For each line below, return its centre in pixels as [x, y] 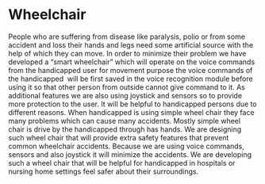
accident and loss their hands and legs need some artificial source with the [131, 44]
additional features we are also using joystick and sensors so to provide [125, 95]
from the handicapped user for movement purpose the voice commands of [131, 70]
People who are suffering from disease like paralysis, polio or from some [127, 36]
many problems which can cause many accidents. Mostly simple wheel [124, 121]
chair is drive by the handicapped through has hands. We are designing [125, 129]
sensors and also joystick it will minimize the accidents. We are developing [130, 154]
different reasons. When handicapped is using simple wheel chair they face [132, 112]
